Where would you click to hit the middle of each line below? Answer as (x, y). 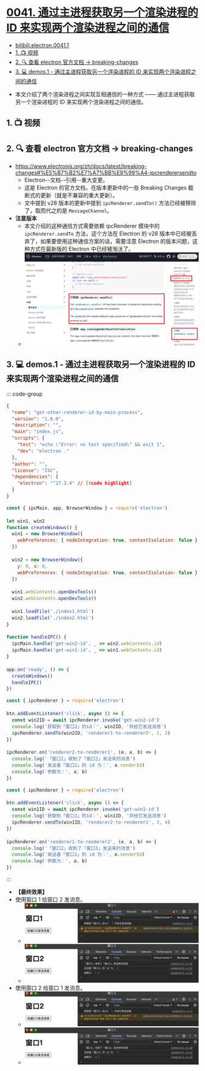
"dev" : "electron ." (43, 451)
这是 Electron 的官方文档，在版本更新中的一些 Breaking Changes (106, 188)
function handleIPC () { (37, 637)
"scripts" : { (28, 438)
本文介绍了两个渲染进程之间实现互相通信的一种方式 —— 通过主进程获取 (105, 94)
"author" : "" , (30, 464)
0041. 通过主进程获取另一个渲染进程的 (102, 13)
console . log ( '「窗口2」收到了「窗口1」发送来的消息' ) (74, 848)
